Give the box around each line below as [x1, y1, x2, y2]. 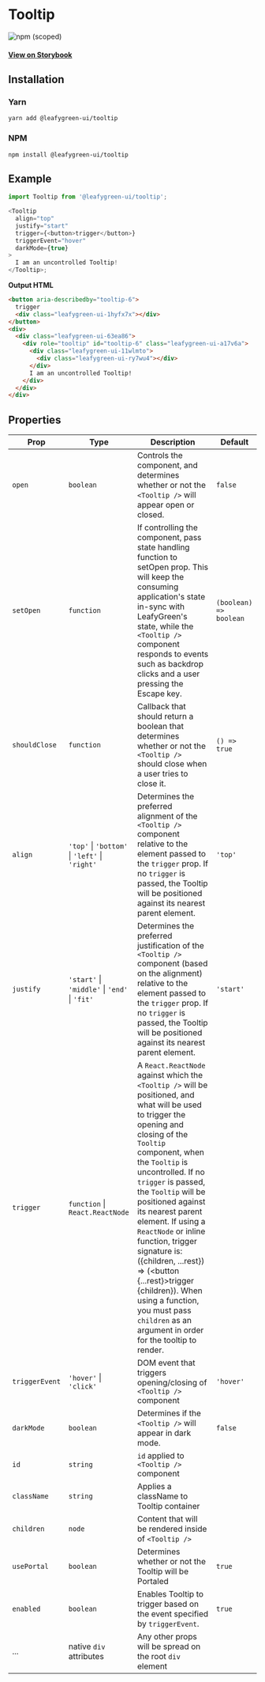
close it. [136, 778, 166, 789]
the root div [136, 1651, 181, 1662]
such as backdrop [136, 659, 203, 670]
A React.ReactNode [136, 1060, 206, 1071]
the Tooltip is [136, 1157, 188, 1168]
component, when [136, 1147, 205, 1158]
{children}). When [136, 1285, 203, 1296]
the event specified [136, 1608, 209, 1620]
